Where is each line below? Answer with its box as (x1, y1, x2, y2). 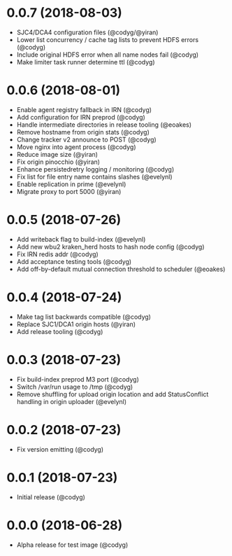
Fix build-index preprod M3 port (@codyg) (16, 375, 139, 383)
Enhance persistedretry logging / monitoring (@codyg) (16, 165, 175, 173)
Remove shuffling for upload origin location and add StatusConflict (16, 390, 209, 398)
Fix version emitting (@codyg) (16, 445, 104, 453)
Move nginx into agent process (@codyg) (16, 142, 137, 151)
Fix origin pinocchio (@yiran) (16, 158, 101, 166)
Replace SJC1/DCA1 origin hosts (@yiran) (16, 320, 136, 328)
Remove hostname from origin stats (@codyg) (16, 127, 150, 136)
